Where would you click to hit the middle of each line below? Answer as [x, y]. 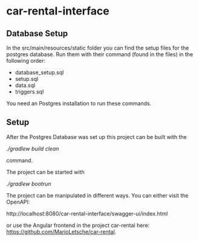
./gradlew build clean [33, 149]
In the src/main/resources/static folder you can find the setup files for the [98, 48]
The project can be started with [45, 172]
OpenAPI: [18, 202]
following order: [26, 61]
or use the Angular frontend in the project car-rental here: [78, 225]
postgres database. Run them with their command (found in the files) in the [100, 54]
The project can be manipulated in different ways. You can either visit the [97, 195]
